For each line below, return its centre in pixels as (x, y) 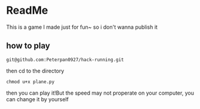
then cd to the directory (35, 71)
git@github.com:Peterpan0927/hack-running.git (65, 60)
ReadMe (27, 10)
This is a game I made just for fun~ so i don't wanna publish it (82, 27)
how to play (28, 46)
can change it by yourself (37, 99)
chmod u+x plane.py (30, 81)
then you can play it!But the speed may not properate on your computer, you (100, 93)
